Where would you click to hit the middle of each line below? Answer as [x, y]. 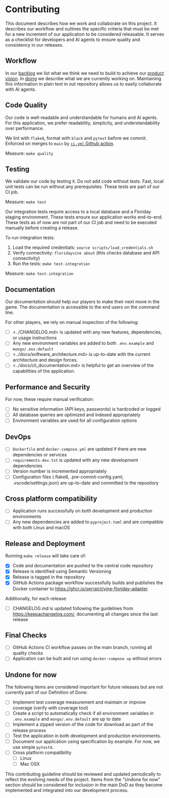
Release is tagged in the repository [49, 577]
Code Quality [26, 105]
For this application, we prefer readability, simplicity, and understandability [83, 123]
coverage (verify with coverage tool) [50, 708]
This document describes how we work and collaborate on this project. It [81, 23]
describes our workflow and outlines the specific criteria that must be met [82, 28]
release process [29, 730]
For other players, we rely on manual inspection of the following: [72, 322]
